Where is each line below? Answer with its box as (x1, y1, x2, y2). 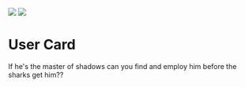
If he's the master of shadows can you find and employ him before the (8, 61, 237, 71)
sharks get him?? (8, 70, 64, 79)
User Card (8, 36, 77, 54)
